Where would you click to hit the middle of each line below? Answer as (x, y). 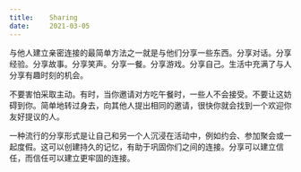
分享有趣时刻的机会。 (48, 75)
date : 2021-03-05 (50, 26)
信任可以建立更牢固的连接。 (84, 158)
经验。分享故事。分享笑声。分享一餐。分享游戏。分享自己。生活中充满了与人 (150, 64)
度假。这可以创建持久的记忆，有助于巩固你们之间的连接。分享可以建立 (146, 146)
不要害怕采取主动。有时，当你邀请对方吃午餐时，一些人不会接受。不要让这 (146, 94)
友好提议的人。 (37, 116)
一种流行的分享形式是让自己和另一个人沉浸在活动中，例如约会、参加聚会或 (146, 135)
